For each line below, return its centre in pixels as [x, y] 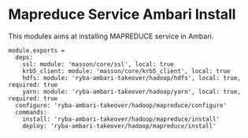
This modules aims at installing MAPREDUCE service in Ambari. [111, 36]
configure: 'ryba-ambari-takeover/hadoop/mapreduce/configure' [121, 105]
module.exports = [37, 50]
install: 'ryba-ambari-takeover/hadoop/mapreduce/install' [121, 119]
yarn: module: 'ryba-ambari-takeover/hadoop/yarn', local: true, [132, 92]
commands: [31, 112]
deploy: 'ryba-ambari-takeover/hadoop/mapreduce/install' [119, 126]
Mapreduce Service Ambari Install [122, 15]
